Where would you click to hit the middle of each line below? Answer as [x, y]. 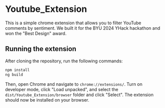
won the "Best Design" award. [36, 33]
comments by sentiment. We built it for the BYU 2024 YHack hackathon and [82, 28]
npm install [17, 70]
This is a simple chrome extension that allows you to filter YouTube [73, 23]
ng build [14, 75]
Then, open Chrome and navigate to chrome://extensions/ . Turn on [74, 84]
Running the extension [41, 49]
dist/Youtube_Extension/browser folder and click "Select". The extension [79, 95]
